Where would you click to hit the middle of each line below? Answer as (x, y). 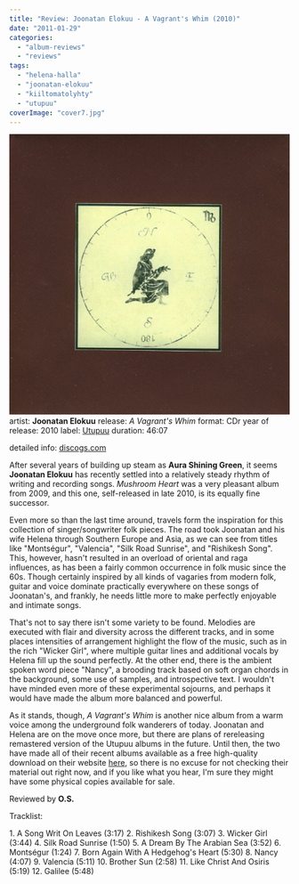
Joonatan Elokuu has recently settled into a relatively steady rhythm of (140, 474)
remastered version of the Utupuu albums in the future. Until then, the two (145, 744)
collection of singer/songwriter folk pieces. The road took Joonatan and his (147, 530)
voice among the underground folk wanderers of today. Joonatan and (137, 725)
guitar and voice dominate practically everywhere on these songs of (134, 587)
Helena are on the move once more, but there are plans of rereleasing (137, 734)
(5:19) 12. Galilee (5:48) (52, 872)
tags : (19, 66)
